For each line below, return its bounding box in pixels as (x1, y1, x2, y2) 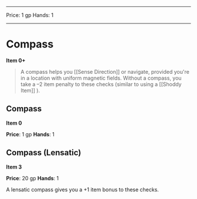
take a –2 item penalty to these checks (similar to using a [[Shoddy (20, 80, 182, 88)
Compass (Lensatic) (6, 147, 81, 158)
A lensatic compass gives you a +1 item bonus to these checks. (6, 186, 159, 193)
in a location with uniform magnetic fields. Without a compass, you (20, 74, 182, 81)
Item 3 (6, 163, 22, 170)
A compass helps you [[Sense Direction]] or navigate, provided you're (20, 68, 189, 75)
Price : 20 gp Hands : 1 (6, 174, 59, 181)
